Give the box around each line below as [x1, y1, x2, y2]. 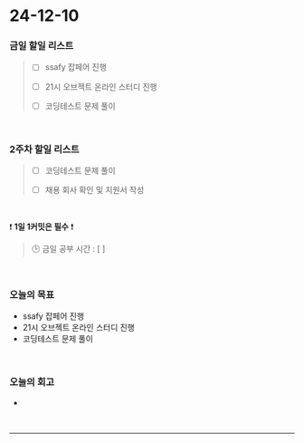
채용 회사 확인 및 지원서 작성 [44, 185, 145, 196]
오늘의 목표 [9, 289, 55, 302]
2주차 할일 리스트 [9, 142, 80, 155]
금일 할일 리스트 [9, 40, 74, 53]
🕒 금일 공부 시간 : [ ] [31, 244, 106, 255]
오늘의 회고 [9, 376, 55, 389]
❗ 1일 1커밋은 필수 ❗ [9, 221, 74, 232]
